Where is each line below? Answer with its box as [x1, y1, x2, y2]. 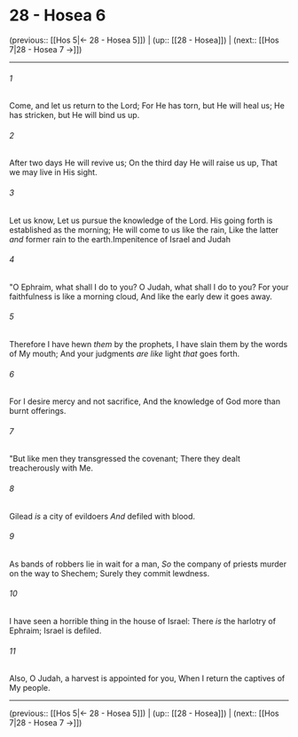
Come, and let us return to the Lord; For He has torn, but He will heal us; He [9, 100, 286, 111]
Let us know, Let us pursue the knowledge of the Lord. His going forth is [9, 215, 273, 226]
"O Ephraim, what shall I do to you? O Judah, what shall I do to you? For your [9, 281, 289, 292]
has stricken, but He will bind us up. [9, 110, 140, 121]
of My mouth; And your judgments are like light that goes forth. [9, 348, 240, 359]
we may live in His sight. [9, 167, 98, 178]
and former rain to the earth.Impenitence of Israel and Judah [9, 234, 231, 244]
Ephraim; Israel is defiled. [9, 625, 102, 636]
